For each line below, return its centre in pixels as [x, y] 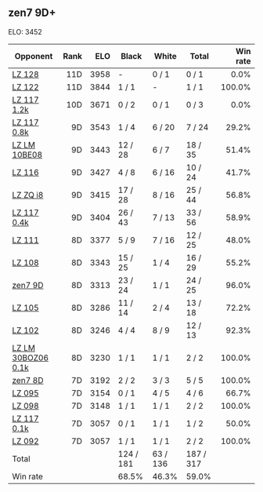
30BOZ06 [31, 358]
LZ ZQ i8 [28, 195]
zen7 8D [28, 380]
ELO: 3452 [25, 31]
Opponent [34, 56]
